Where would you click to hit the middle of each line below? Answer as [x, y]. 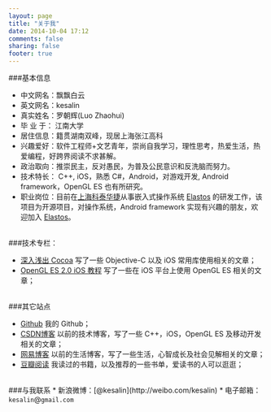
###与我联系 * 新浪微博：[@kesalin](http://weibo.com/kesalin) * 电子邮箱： [135, 390]
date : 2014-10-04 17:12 [49, 31]
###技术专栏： [33, 243]
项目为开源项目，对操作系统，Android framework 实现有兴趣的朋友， [135, 207]
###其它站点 [30, 306]
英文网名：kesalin [50, 105]
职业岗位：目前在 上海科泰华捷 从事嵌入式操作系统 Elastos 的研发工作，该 [141, 197]
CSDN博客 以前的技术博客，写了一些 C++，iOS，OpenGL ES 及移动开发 [141, 334]
